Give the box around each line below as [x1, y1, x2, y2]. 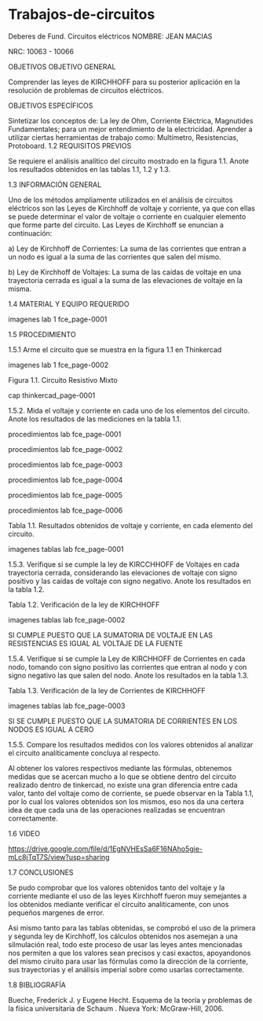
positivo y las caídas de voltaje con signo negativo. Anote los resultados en [8, 576, 251, 586]
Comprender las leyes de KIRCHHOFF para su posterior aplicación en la [8, 77, 241, 86]
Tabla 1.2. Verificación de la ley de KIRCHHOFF [8, 600, 160, 609]
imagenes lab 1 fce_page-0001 [8, 314, 108, 324]
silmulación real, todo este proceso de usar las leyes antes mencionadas [8, 939, 243, 949]
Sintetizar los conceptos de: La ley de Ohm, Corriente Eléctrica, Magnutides [8, 116, 254, 125]
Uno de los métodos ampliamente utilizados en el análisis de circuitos [8, 195, 233, 204]
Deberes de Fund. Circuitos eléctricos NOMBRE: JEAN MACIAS [8, 31, 213, 41]
